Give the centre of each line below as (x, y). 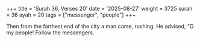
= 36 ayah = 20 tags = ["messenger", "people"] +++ (71, 15)
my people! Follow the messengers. (50, 33)
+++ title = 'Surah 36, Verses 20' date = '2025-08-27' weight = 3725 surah (99, 9)
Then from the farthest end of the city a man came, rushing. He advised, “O (100, 26)
